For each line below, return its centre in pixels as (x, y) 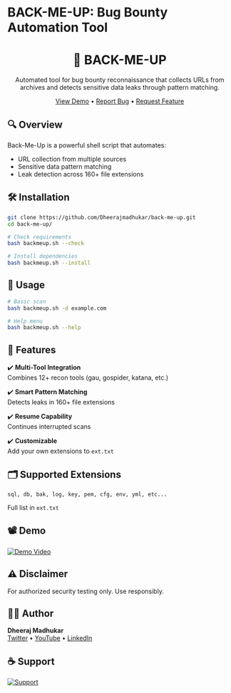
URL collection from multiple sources (72, 159)
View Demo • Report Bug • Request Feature (120, 101)
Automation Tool (58, 27)
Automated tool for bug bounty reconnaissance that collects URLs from (120, 80)
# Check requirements (40, 237)
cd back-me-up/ (30, 224)
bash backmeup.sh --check (46, 244)
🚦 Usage (26, 285)
